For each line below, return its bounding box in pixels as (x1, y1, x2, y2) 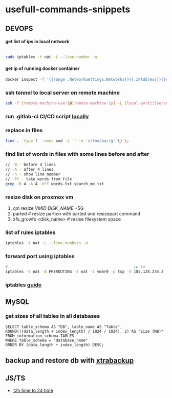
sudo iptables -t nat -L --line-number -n (5, 54, 97, 60)
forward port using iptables (5, 253, 75, 260)
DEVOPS (5, 24, 33, 33)
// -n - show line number (5, 172, 60, 177)
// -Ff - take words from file (5, 176, 72, 182)
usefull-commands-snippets (5, 4, 131, 15)
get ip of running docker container (5, 65, 80, 71)
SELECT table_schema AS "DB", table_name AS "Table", (5, 324, 123, 330)
